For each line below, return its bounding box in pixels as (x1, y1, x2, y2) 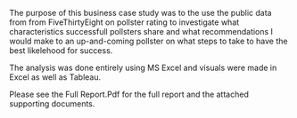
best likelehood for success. (9, 45, 113, 56)
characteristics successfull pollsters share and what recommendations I (9, 27, 274, 36)
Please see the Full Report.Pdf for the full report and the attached (9, 89, 250, 99)
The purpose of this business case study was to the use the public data (9, 8, 272, 18)
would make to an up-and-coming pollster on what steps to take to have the (9, 35, 288, 46)
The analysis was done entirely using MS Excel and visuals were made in (9, 62, 277, 73)
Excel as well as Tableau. (9, 72, 102, 83)
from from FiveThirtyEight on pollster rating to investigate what (9, 17, 240, 28)
